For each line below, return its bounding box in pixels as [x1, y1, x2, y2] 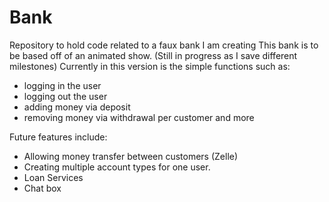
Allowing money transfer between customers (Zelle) [23, 150, 239, 162]
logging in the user [23, 79, 102, 91]
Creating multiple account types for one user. [23, 161, 211, 173]
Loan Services [23, 171, 84, 183]
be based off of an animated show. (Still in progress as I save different [9, 49, 298, 61]
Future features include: [9, 131, 108, 143]
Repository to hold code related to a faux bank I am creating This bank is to [9, 39, 319, 51]
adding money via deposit [23, 101, 131, 113]
